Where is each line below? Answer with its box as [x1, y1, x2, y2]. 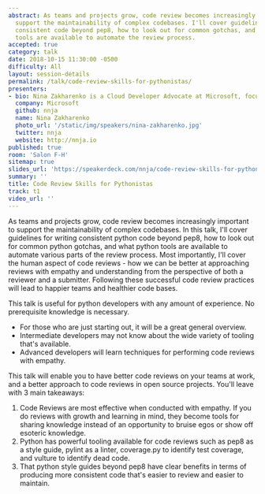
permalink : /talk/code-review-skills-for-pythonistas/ [8, 77, 192, 85]
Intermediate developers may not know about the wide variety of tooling [19, 330, 255, 340]
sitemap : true [8, 158, 55, 166]
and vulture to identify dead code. [19, 453, 130, 462]
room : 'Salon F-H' [8, 150, 69, 158]
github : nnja [15, 107, 58, 115]
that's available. [19, 339, 71, 348]
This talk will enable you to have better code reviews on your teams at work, [8, 371, 256, 381]
